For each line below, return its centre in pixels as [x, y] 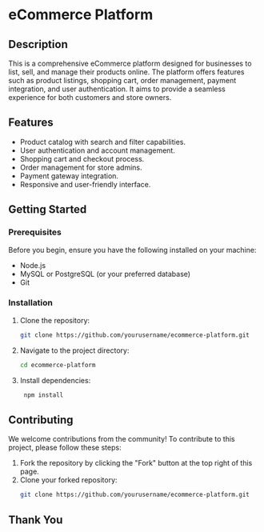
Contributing [41, 420]
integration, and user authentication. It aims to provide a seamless [117, 89]
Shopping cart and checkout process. [82, 158]
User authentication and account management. [98, 150]
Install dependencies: [55, 380]
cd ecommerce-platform [58, 365]
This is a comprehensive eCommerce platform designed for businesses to [130, 63]
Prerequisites [35, 232]
